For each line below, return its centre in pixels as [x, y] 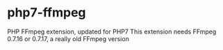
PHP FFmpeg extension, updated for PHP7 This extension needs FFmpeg [112, 32]
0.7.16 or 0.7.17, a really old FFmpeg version [68, 38]
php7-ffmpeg [47, 13]
